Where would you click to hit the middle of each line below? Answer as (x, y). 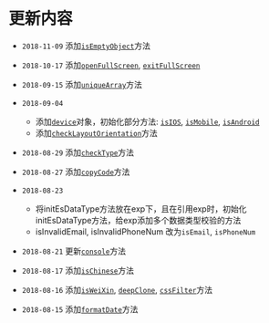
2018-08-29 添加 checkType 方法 (78, 152)
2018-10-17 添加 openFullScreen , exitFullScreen (111, 65)
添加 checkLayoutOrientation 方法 (97, 132)
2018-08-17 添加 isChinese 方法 (78, 270)
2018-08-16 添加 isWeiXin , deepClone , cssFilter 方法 (117, 289)
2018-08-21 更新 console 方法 (74, 251)
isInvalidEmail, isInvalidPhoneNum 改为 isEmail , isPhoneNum (145, 231)
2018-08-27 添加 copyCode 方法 (76, 172)
